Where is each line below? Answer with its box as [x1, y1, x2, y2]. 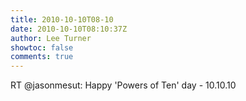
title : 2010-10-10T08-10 [10, 14, 114, 25]
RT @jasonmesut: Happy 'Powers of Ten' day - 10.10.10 [10, 79, 237, 91]
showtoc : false [10, 42, 74, 53]
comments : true [10, 52, 74, 62]
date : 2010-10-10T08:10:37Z [10, 24, 128, 34]
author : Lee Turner [10, 33, 92, 43]
